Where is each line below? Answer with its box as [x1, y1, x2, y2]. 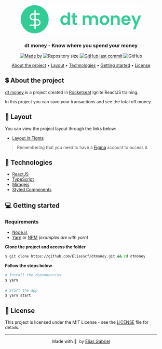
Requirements [5, 218, 39, 225]
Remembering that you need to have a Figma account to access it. [16, 144, 148, 150]
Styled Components [12, 187, 52, 192]
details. [5, 325, 20, 331]
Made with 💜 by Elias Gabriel [52, 338, 110, 344]
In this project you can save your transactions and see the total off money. [5, 98, 152, 104]
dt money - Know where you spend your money [24, 42, 138, 48]
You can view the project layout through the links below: [5, 126, 117, 131]
